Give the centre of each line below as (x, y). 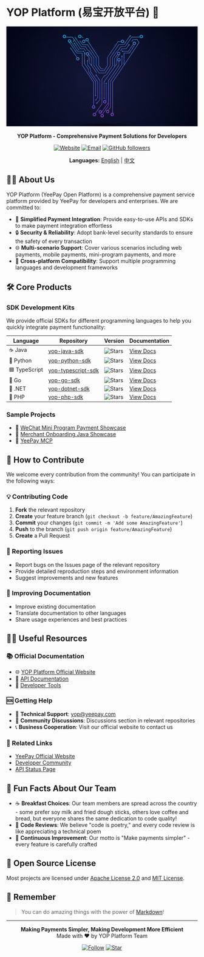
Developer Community (43, 763)
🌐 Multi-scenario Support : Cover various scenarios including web (98, 247)
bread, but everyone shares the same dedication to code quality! (96, 818)
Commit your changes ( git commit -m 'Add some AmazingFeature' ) (99, 523)
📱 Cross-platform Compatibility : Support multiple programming (95, 261)
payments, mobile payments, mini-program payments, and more (95, 254)
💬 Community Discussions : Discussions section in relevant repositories (105, 720)
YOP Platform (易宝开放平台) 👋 (83, 12)
